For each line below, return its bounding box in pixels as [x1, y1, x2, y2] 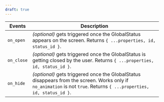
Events [9, 22, 26, 29]
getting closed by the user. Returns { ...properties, [32, 57, 154, 64]
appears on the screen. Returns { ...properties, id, [32, 37, 156, 44]
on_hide [7, 81, 25, 86]
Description [80, 22, 108, 29]
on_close [7, 57, 28, 63]
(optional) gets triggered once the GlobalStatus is [32, 51, 146, 57]
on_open [7, 37, 25, 43]
